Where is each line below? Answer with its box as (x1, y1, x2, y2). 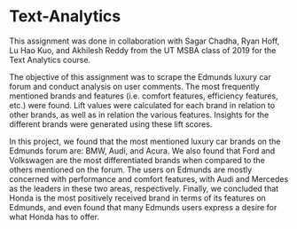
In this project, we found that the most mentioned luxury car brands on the (9, 136, 281, 146)
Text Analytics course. (9, 54, 91, 65)
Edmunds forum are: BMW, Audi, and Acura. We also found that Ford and (9, 145, 276, 156)
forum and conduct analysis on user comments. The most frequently (9, 81, 260, 91)
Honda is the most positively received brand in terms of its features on (9, 193, 266, 203)
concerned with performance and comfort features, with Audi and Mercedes (9, 173, 289, 184)
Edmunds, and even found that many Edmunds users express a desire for (9, 201, 277, 212)
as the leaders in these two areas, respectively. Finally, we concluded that (9, 183, 279, 193)
